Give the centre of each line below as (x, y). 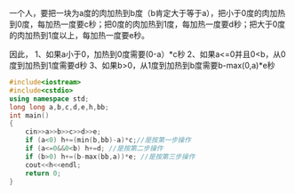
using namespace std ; (49, 99)
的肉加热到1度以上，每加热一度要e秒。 (79, 35)
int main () (29, 115)
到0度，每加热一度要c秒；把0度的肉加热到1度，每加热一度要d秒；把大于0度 (147, 24)
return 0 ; (44, 173)
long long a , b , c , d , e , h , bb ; (59, 107)
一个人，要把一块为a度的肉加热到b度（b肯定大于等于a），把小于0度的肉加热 (147, 13)
